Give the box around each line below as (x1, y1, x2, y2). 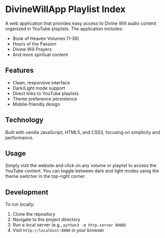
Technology (5, 116, 44, 124)
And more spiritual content (12, 52, 68, 58)
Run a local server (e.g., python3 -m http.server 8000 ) (12, 222, 126, 228)
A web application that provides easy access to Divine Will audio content (5, 20, 156, 26)
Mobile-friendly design (12, 101, 61, 107)
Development (5, 188, 49, 197)
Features (5, 66, 34, 75)
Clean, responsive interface (12, 79, 70, 85)
